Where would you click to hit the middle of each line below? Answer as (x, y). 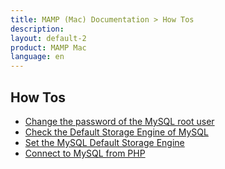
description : (37, 29)
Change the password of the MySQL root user (119, 121)
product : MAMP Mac (48, 47)
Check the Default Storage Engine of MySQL (116, 132)
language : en (37, 57)
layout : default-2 (48, 38)
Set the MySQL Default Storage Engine (104, 142)
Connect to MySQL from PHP (85, 153)
